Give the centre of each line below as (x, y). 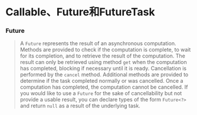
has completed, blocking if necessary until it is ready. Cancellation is (103, 69)
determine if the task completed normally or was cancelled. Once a (101, 81)
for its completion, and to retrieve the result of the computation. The (102, 56)
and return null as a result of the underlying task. (80, 106)
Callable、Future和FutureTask (80, 12)
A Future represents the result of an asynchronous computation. (98, 43)
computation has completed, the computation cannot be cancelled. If (104, 87)
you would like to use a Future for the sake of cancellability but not (101, 93)
